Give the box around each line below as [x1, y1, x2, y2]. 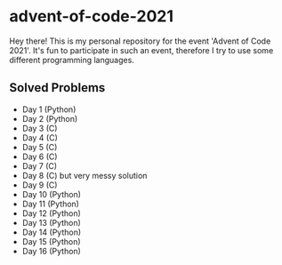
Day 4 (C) [21, 132, 58, 143]
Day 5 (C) [21, 141, 58, 152]
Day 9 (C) [21, 180, 58, 190]
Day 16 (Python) [21, 245, 82, 256]
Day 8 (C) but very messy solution [21, 170, 148, 181]
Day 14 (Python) [21, 227, 82, 237]
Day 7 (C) [21, 160, 58, 171]
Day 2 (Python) [21, 113, 78, 124]
